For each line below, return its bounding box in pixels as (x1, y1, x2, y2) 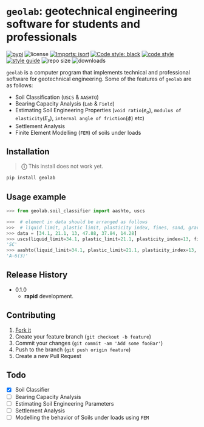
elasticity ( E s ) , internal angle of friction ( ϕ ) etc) (15, 114, 144, 123)
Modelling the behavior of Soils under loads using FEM (15, 414, 149, 421)
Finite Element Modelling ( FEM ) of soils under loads (15, 129, 141, 136)
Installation (6, 146, 50, 157)
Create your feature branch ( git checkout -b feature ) (15, 332, 152, 340)
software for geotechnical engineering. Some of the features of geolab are (6, 75, 192, 82)
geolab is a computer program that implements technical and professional (6, 68, 190, 76)
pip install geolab (6, 175, 56, 181)
